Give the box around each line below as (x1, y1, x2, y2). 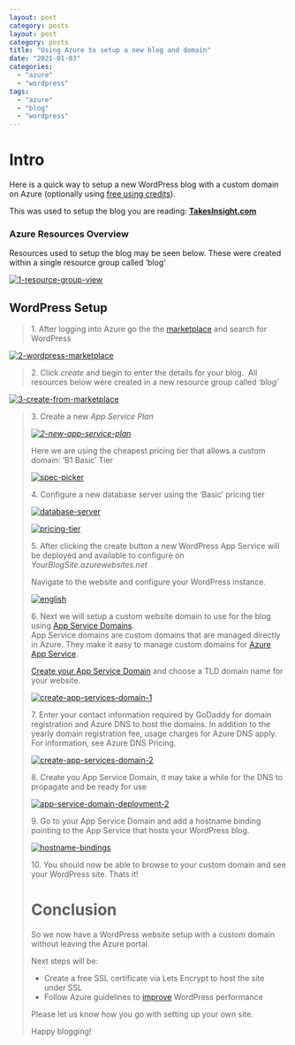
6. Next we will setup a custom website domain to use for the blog (30, 611, 271, 622)
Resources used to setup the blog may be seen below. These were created (9, 248, 282, 259)
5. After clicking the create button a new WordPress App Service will (30, 541, 280, 552)
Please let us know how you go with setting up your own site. (30, 1009, 253, 1019)
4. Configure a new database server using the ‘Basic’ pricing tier (30, 489, 265, 500)
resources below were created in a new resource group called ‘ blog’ (30, 377, 280, 388)
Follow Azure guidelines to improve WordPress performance (43, 992, 263, 1002)
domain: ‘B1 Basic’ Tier (30, 455, 113, 466)
